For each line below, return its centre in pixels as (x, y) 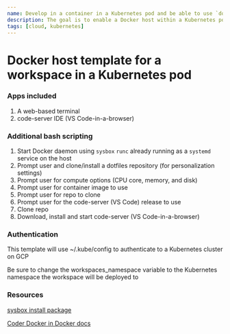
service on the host (44, 158)
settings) (29, 173)
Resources (25, 295)
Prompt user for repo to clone (59, 195)
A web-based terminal (48, 111)
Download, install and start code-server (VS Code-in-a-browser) (108, 217)
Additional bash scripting (50, 136)
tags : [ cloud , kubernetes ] (46, 26)
